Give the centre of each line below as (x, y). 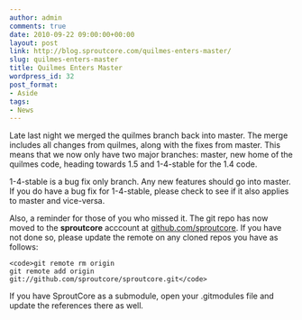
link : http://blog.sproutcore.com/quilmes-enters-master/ (120, 51)
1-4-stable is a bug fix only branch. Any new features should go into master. (150, 182)
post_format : (34, 85)
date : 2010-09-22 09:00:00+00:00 (72, 34)
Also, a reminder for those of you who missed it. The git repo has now (139, 218)
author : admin (36, 18)
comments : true (38, 26)
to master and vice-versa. (57, 201)
